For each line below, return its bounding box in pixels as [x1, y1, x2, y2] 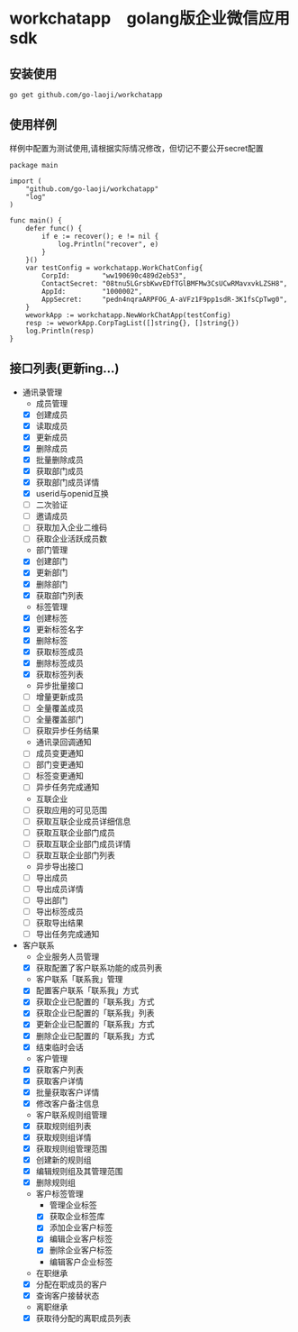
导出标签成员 [35, 907, 84, 917]
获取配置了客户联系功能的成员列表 [35, 963, 163, 973]
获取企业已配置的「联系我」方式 [35, 997, 155, 1008]
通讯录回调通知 [35, 736, 92, 748]
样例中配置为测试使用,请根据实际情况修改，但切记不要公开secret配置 [9, 142, 264, 153]
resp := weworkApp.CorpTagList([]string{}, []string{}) [25, 318, 240, 327]
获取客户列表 [35, 1064, 84, 1075]
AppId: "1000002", [41, 287, 143, 296]
